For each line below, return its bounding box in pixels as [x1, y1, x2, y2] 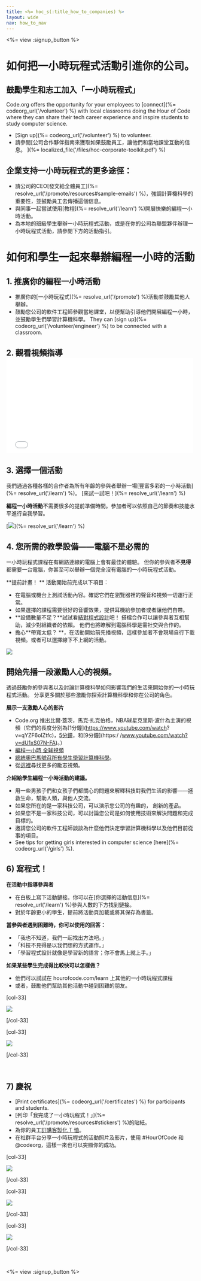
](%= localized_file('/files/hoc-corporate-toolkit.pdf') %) [26, 146, 166, 153]
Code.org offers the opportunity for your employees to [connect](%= [6, 101, 176, 108]
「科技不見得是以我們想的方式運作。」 [14, 941, 107, 949]
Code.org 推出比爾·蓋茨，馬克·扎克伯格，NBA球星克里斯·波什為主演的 [14, 717, 187, 724]
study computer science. [6, 120, 68, 128]
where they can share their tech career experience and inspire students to [6, 114, 189, 121]
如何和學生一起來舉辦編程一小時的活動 [6, 251, 196, 264]
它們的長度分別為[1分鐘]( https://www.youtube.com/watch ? [25, 724, 170, 731]
